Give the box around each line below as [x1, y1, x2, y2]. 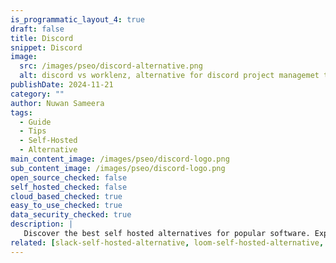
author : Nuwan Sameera [10, 98, 105, 108]
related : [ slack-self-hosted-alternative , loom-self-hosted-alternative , [10, 237, 325, 248]
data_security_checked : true [10, 210, 132, 220]
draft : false [10, 24, 65, 34]
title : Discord [10, 33, 74, 43]
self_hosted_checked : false [10, 182, 128, 192]
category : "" [10, 89, 65, 99]
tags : [10, 107, 33, 118]
